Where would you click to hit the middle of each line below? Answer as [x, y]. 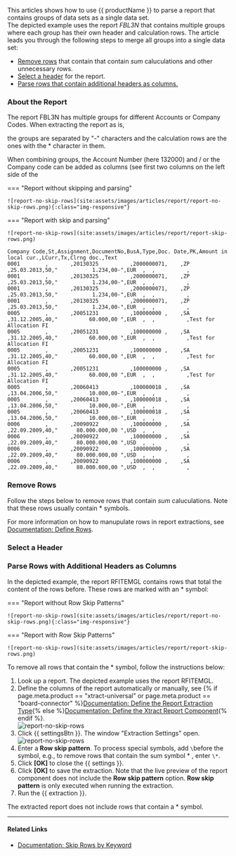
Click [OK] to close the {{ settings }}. [71, 763]
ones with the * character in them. [57, 146]
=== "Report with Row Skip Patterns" [61, 635]
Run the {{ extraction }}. [52, 793]
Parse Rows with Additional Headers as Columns [92, 566]
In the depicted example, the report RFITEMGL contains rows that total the [115, 581]
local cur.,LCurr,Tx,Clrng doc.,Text [63, 258]
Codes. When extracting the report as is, [66, 125]
